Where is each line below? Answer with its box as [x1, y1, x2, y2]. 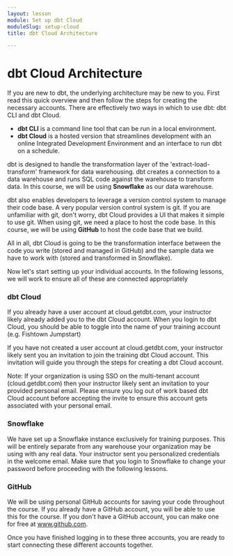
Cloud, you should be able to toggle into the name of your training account [7, 323, 220, 331]
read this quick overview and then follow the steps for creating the [7, 96, 198, 105]
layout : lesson [7, 10, 51, 17]
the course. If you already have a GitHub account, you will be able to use [7, 505, 216, 513]
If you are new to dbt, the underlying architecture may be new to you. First [7, 88, 220, 98]
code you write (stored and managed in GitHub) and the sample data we [7, 247, 214, 255]
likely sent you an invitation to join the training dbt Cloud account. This [7, 351, 209, 360]
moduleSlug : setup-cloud [7, 23, 79, 30]
